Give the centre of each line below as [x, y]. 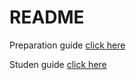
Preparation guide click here [67, 45]
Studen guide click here [58, 64]
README [47, 17]
